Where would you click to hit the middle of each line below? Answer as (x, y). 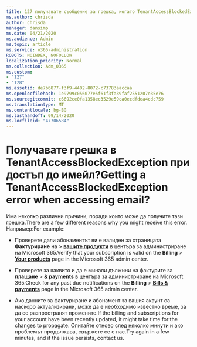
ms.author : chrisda (30, 17)
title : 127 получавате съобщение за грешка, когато (70, 11)
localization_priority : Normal (44, 61)
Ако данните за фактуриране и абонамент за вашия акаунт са (92, 301)
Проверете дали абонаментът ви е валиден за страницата (88, 240)
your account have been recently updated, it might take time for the (96, 319)
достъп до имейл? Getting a (76, 175)
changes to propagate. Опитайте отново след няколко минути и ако (99, 326)
